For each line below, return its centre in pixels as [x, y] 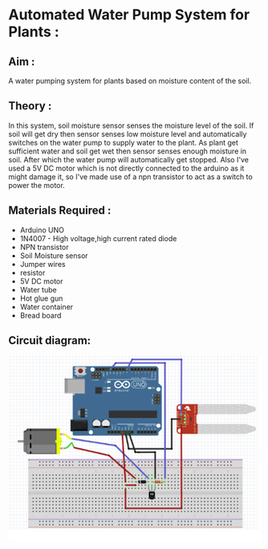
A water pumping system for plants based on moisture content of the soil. [130, 81]
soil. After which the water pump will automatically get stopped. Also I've [128, 159]
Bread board [41, 315]
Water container [47, 306]
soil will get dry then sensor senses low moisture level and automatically [128, 133]
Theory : [30, 106]
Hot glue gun [41, 298]
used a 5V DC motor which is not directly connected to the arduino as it [126, 168]
